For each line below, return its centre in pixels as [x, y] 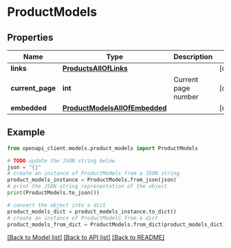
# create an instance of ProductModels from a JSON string [93, 174]
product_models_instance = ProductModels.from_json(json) [92, 180]
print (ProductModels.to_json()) [53, 193]
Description [193, 57]
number [186, 97]
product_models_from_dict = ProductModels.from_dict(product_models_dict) [117, 225]
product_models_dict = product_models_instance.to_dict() [92, 211]
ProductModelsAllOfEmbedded [114, 108]
